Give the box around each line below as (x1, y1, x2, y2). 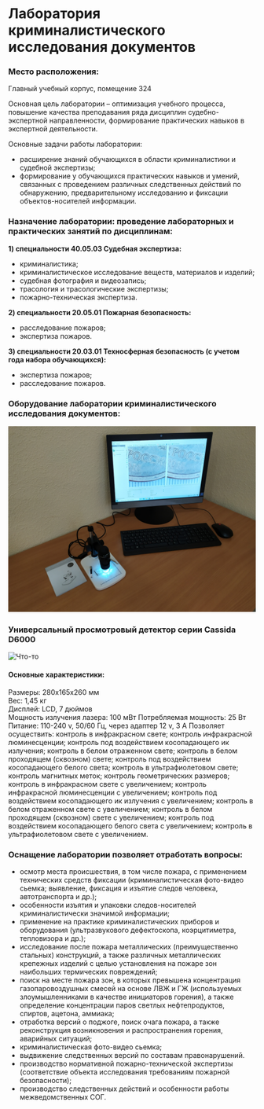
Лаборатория (8, 5, 101, 23)
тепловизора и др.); (19, 933, 86, 943)
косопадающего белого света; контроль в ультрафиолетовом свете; (8, 762, 239, 772)
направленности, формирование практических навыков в (49, 116, 245, 126)
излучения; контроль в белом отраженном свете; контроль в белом (8, 746, 238, 755)
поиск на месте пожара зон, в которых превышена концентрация (19, 975, 241, 985)
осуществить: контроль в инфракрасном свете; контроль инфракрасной (8, 729, 253, 739)
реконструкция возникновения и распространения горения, (19, 1025, 223, 1034)
